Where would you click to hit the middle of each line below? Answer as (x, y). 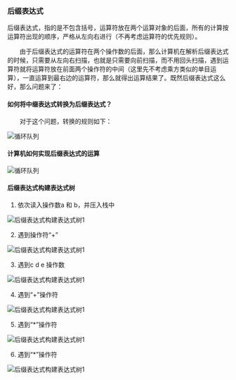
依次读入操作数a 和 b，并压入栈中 (66, 205)
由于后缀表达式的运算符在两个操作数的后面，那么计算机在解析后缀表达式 (124, 51)
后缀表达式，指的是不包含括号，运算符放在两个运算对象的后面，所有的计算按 (118, 28)
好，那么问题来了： (35, 87)
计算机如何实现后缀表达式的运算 (53, 153)
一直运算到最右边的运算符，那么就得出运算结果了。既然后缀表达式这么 (124, 78)
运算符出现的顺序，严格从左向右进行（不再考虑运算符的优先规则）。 (104, 37)
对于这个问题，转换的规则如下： (66, 121)
